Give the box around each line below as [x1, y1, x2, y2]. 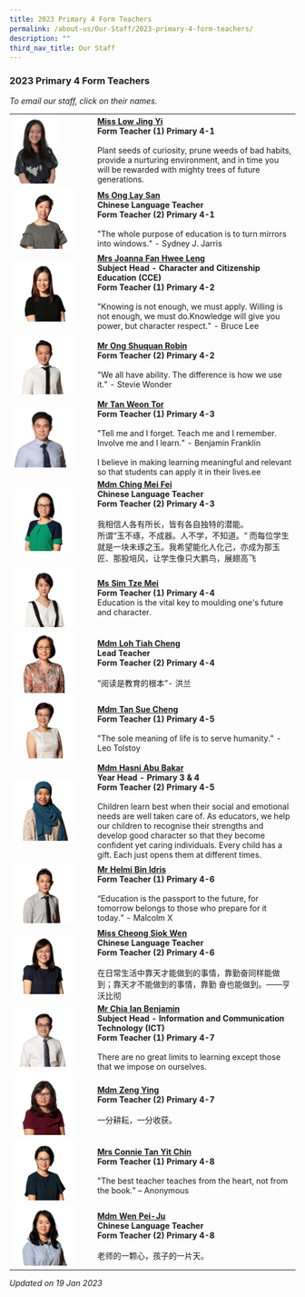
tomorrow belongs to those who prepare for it [96, 903, 268, 913]
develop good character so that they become [96, 830, 266, 841]
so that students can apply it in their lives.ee [96, 466, 261, 477]
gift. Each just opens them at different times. [96, 850, 261, 861]
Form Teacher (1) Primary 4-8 [96, 1155, 215, 1167]
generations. [96, 174, 144, 185]
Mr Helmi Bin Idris [96, 864, 166, 875]
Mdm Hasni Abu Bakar [96, 763, 184, 773]
